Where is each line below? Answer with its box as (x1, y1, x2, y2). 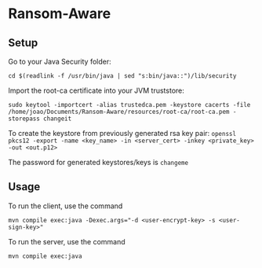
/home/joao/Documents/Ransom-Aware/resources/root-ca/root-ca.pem (8, 108, 230, 116)
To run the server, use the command (8, 237, 126, 246)
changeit (42, 115, 72, 123)
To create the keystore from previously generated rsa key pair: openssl (8, 129, 237, 138)
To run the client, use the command (8, 201, 123, 211)
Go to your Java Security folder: (8, 57, 111, 66)
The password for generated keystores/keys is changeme (8, 158, 189, 167)
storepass (8, 115, 41, 123)
